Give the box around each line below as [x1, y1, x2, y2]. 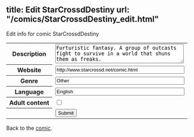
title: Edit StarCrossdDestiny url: [6, 5, 130, 15]
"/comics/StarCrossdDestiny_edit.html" [6, 14, 159, 25]
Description [12, 50, 47, 58]
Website [17, 66, 42, 75]
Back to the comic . [6, 124, 53, 132]
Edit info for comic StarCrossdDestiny [6, 30, 99, 37]
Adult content [9, 99, 50, 107]
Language [14, 88, 44, 96]
